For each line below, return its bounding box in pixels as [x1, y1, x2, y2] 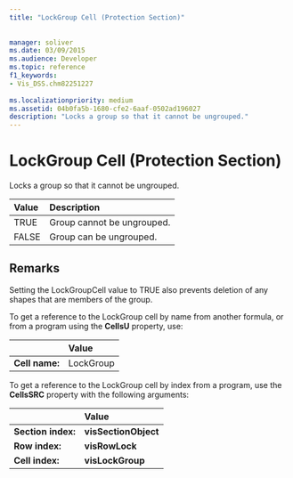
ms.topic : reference [9, 63, 86, 72]
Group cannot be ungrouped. [48, 216, 171, 229]
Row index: [13, 440, 61, 452]
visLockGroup [84, 454, 145, 466]
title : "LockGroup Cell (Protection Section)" [9, 12, 185, 22]
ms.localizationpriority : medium [9, 95, 134, 105]
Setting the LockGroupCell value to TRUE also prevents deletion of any [9, 284, 269, 295]
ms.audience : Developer [9, 54, 98, 63]
